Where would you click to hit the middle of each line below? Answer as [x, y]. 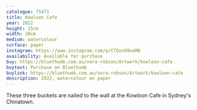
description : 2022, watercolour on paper [59, 78]
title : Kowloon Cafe [32, 17]
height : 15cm [22, 28]
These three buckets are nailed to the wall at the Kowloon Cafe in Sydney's [99, 96]
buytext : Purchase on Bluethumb [46, 67]
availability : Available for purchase [54, 56]
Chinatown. [20, 102]
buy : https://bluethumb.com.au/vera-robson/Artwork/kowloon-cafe [89, 62]
